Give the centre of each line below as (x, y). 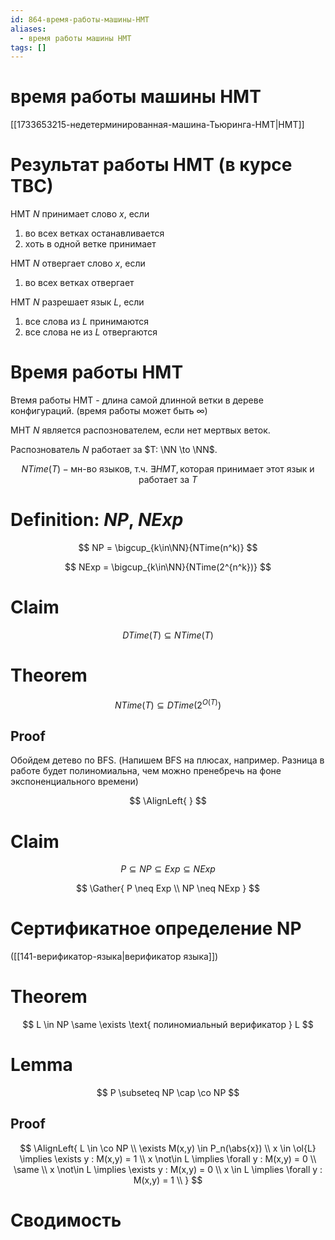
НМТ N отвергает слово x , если (78, 263)
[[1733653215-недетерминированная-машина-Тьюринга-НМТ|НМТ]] (157, 125)
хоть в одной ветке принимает (90, 244)
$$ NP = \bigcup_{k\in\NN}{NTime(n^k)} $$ (168, 547)
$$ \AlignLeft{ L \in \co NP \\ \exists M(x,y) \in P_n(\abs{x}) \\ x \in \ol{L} (168, 1148)
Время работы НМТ (97, 372)
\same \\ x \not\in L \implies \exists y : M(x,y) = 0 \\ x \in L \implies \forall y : (168, 1169)
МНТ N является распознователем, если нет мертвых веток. (140, 430)
